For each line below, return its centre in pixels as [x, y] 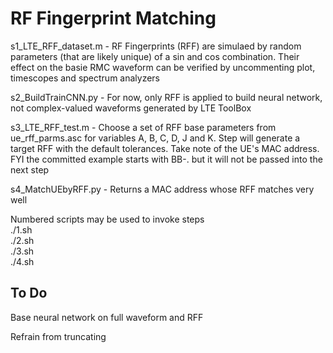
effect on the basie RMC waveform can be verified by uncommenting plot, [163, 67]
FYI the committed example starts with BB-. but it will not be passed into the [166, 159]
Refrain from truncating [58, 336]
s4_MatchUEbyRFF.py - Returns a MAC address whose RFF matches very [162, 189]
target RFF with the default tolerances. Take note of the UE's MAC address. [165, 148]
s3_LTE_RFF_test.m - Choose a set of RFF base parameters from [143, 127]
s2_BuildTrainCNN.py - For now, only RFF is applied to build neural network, [166, 97]
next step [30, 169]
